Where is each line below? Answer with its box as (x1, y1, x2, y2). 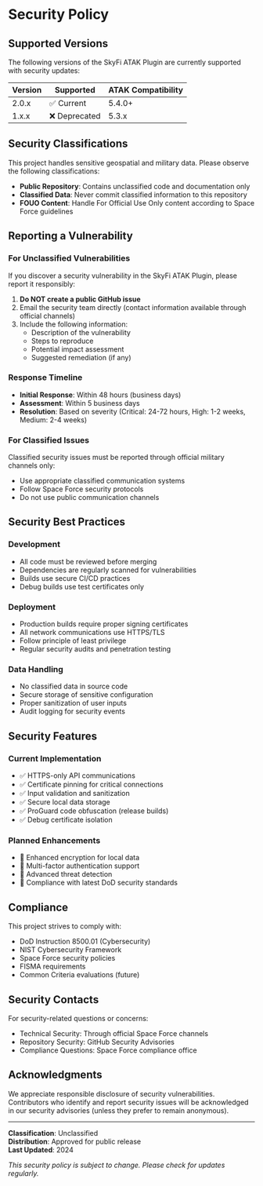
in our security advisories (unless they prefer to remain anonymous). (8, 1105, 229, 1115)
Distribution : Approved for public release (8, 1137, 142, 1146)
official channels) (19, 311, 76, 320)
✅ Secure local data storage (19, 797, 111, 807)
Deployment (8, 601, 56, 612)
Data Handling (8, 664, 64, 674)
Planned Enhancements (8, 834, 101, 845)
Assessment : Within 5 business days (19, 398, 140, 407)
